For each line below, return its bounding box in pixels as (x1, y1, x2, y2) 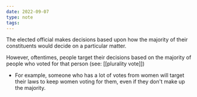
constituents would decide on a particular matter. (6, 42, 127, 49)
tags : (6, 20, 20, 26)
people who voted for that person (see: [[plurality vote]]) (6, 60, 145, 67)
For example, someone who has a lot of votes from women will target (14, 72, 185, 79)
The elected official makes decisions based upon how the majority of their (6, 36, 188, 43)
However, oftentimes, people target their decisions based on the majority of (6, 54, 192, 61)
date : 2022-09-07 (6, 8, 49, 15)
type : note (6, 14, 33, 20)
